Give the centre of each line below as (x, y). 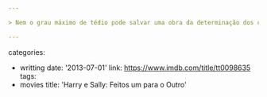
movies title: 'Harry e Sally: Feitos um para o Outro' (103, 84)
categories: (27, 52)
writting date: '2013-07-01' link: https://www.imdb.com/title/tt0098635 (135, 68)
